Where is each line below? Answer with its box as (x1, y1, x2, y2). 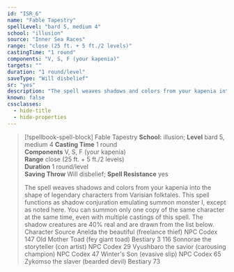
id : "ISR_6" (7, 10, 42, 17)
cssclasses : (7, 101, 42, 108)
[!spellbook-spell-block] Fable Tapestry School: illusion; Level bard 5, (24, 133, 225, 141)
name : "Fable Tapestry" (7, 17, 77, 24)
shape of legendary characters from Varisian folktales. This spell (24, 191, 210, 199)
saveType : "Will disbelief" (7, 74, 89, 82)
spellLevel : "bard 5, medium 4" (7, 23, 101, 30)
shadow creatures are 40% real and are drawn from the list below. (24, 220, 214, 228)
